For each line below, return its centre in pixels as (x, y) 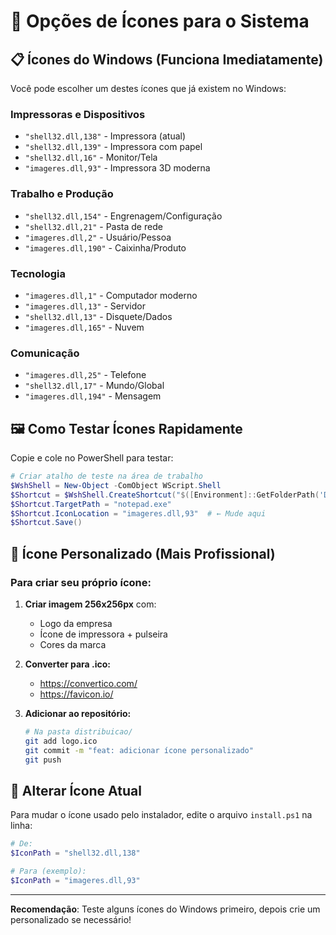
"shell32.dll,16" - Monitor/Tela (91, 157)
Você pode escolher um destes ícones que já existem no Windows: (148, 88)
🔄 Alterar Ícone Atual (76, 790)
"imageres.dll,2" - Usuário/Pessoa (98, 237)
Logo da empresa (76, 623)
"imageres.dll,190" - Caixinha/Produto (105, 247)
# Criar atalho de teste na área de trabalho (106, 476)
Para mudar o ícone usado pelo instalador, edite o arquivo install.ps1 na (161, 815)
